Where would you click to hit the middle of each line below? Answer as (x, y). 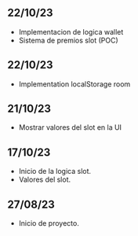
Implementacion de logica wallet (71, 31)
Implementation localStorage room (74, 84)
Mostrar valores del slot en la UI (70, 127)
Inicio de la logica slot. (55, 171)
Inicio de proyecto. (49, 223)
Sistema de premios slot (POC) (68, 40)
